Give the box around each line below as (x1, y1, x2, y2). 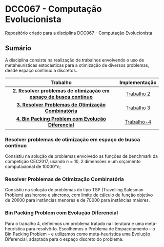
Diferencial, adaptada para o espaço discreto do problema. (5, 236, 123, 242)
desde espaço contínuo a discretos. (5, 67, 77, 73)
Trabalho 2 (125, 90, 150, 97)
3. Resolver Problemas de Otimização (16, 101, 106, 108)
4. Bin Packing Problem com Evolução (16, 115, 106, 122)
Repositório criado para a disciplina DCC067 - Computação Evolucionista (5, 30, 153, 36)
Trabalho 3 (125, 104, 150, 111)
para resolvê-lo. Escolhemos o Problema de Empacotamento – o (26, 226, 155, 231)
